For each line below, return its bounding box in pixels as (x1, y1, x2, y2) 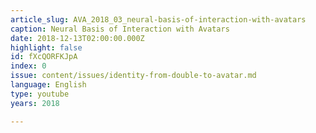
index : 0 (10, 61, 47, 71)
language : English (10, 80, 87, 90)
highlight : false (10, 42, 83, 53)
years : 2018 (10, 98, 60, 108)
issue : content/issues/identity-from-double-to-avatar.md (10, 71, 257, 81)
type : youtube (10, 89, 70, 99)
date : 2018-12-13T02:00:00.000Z (10, 33, 145, 43)
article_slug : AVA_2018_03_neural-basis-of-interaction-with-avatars (10, 14, 307, 25)
